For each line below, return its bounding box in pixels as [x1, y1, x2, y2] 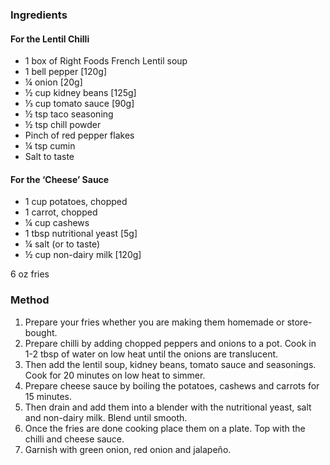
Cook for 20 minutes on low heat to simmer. [24, 369, 206, 381]
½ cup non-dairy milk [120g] [24, 249, 142, 261]
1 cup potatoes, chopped [24, 196, 128, 208]
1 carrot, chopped [24, 206, 98, 218]
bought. [24, 326, 58, 338]
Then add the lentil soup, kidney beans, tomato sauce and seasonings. [24, 358, 317, 370]
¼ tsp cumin [24, 140, 76, 152]
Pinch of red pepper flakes [24, 129, 135, 142]
